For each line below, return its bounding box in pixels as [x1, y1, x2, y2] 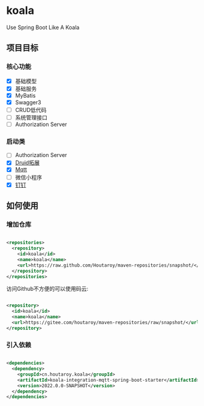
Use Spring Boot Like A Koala [6, 24, 80, 31]
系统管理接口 [15, 113, 47, 121]
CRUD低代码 [15, 106, 47, 113]
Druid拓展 [15, 159, 40, 167]
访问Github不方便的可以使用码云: [6, 285, 89, 293]
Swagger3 [15, 98, 41, 106]
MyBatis [15, 92, 36, 99]
